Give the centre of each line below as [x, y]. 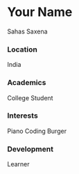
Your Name [40, 12]
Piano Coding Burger [37, 131]
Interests [23, 116]
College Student [30, 97]
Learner [18, 164]
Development [30, 149]
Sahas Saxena [27, 31]
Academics [27, 83]
